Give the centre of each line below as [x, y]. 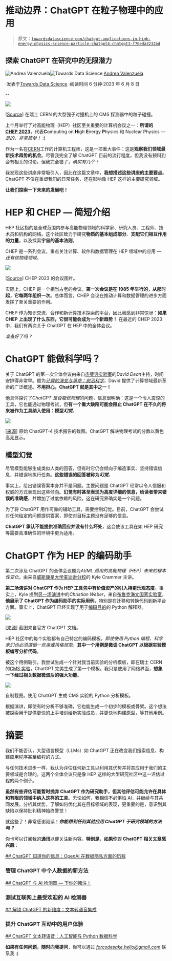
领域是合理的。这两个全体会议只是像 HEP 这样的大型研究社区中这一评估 [85, 774]
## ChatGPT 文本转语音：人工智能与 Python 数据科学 [61, 936]
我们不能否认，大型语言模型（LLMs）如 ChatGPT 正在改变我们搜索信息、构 [85, 751]
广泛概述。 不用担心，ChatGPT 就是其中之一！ [63, 387]
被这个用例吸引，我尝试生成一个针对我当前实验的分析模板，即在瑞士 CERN [84, 662]
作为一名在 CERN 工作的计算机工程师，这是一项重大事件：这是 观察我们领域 [83, 148]
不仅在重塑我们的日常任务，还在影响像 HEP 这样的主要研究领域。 [94, 179]
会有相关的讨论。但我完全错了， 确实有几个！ [52, 161]
